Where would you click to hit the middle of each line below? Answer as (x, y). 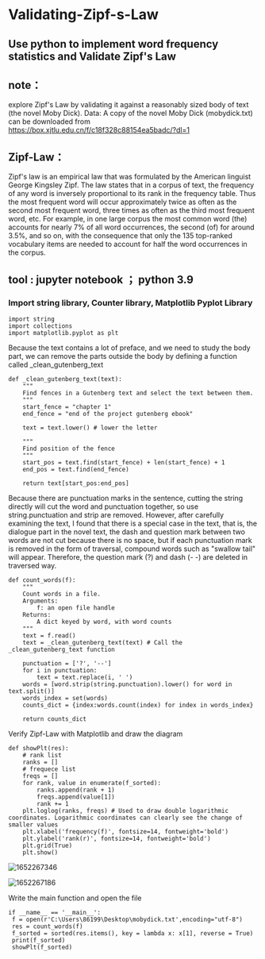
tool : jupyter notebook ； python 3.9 (101, 279)
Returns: (37, 614)
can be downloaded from (50, 121)
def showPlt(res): (38, 748)
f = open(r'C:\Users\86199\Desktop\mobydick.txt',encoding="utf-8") (127, 919)
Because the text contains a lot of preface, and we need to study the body (130, 348)
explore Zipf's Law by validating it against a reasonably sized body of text (129, 105)
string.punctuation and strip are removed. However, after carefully (116, 514)
